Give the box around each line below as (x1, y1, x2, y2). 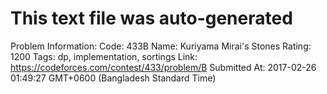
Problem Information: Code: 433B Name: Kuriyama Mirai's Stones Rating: (10, 40, 312, 52)
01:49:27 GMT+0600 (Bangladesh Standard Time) (10, 72, 217, 84)
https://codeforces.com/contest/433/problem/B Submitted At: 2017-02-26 (10, 61, 317, 73)
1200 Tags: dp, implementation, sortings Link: (10, 50, 198, 62)
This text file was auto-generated (10, 7, 293, 30)
